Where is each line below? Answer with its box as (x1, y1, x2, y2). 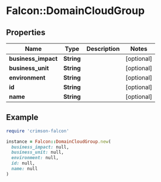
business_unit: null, (11, 149, 64, 156)
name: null (11, 166, 38, 172)
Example (6, 112, 39, 122)
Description (86, 45, 120, 53)
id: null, (11, 160, 35, 166)
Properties (6, 28, 46, 37)
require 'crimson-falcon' (6, 128, 69, 134)
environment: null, (11, 155, 59, 161)
